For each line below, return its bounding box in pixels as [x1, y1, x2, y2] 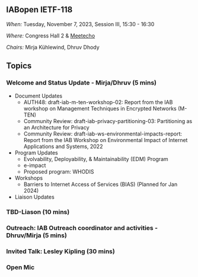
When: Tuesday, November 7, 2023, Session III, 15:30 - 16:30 [6, 20, 155, 27]
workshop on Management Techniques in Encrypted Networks [23, 105, 177, 112]
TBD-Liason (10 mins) [6, 208, 70, 216]
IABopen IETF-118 [6, 5, 73, 15]
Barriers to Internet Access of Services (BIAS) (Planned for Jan [23, 181, 178, 188]
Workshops [14, 174, 43, 181]
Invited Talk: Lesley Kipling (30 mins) [6, 247, 116, 256]
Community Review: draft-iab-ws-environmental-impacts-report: [23, 130, 183, 137]
